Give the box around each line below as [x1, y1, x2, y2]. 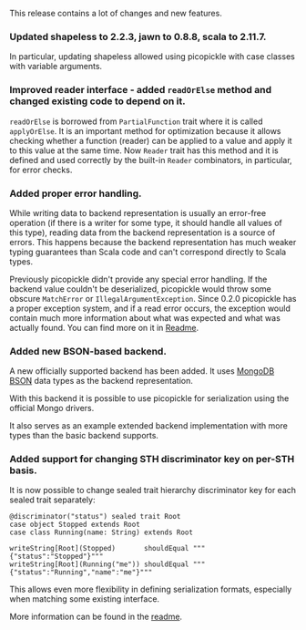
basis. [9, 464, 38, 477]
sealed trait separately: [9, 494, 96, 505]
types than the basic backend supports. [9, 430, 159, 441]
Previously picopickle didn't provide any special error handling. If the [9, 274, 268, 284]
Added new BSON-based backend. [9, 345, 167, 357]
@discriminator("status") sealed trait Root [9, 512, 181, 522]
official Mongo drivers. [9, 403, 95, 414]
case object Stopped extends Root [9, 520, 141, 530]
